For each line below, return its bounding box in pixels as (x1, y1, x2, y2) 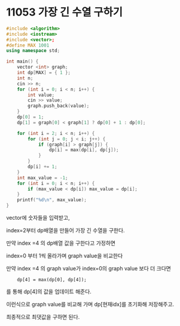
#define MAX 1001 (6, 42, 50, 48)
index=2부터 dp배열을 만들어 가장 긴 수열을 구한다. (6, 227, 125, 234)
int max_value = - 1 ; (17, 174, 68, 181)
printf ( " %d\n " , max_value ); (17, 197, 87, 203)
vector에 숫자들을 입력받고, (6, 214, 70, 222)
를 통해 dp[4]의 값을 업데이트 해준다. (6, 288, 91, 296)
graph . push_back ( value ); (28, 103, 90, 109)
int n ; (17, 75, 33, 81)
